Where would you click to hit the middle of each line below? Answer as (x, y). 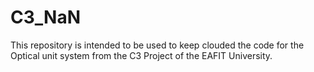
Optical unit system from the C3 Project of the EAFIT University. (141, 55)
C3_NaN (45, 17)
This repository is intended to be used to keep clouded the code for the (157, 45)
